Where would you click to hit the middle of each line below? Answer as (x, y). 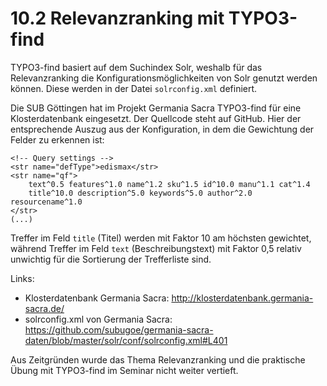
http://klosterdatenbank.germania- (242, 298)
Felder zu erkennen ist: (57, 139)
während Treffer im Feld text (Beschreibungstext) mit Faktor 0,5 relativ (156, 248)
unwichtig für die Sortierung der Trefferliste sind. (111, 259)
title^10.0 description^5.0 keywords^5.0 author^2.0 (140, 193)
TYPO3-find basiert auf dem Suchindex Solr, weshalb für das (136, 67)
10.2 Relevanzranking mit (117, 18)
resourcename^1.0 (46, 202)
